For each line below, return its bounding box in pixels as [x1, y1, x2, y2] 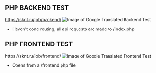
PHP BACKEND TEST [5, 4, 69, 12]
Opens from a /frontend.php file [12, 62, 76, 68]
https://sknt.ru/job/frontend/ [5, 53, 62, 58]
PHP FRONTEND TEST [5, 40, 73, 48]
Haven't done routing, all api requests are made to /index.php [12, 26, 135, 32]
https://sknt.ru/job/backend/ [5, 16, 62, 22]
